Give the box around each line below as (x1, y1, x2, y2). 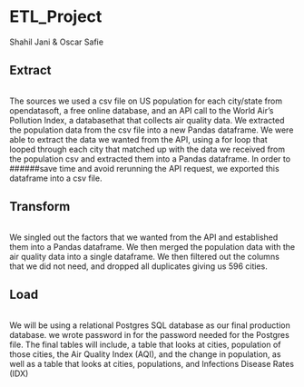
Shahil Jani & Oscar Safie (9, 36, 104, 47)
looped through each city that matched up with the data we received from (9, 144, 286, 154)
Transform (9, 199, 71, 214)
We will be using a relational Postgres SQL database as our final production (9, 320, 290, 331)
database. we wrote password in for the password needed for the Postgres (9, 329, 290, 340)
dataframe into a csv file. (9, 173, 103, 184)
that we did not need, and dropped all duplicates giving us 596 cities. (9, 261, 268, 272)
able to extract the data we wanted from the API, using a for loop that (9, 134, 268, 144)
